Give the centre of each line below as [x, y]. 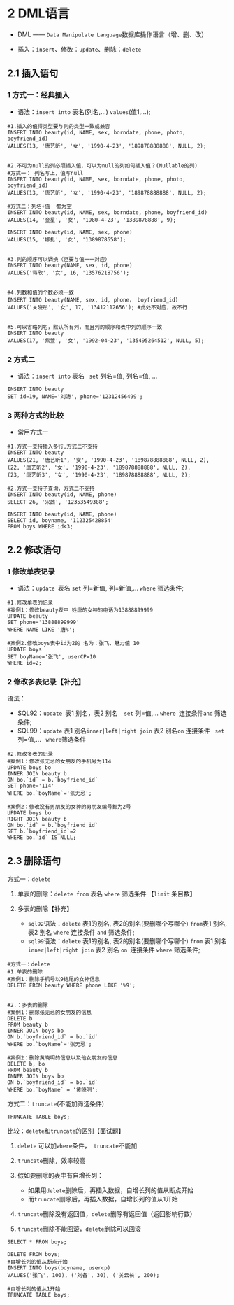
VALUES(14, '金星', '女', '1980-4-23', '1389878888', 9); [92, 220]
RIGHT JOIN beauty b [37, 819]
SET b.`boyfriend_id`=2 [42, 832]
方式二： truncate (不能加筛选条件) [56, 1104]
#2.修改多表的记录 [30, 754]
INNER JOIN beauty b [37, 774]
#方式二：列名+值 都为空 [39, 206]
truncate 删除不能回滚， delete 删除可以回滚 [79, 1229]
